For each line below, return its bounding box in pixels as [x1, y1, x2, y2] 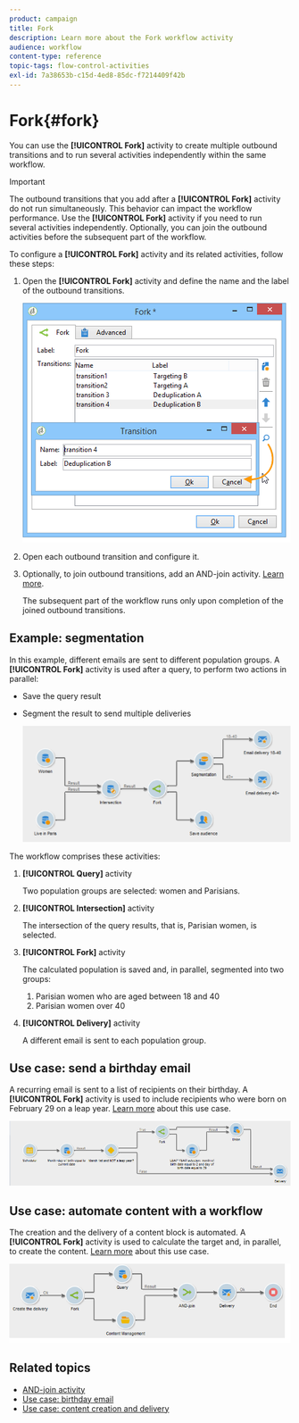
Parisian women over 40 [35, 1000, 126, 1011]
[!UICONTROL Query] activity [21, 868, 132, 878]
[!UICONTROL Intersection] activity [21, 903, 154, 913]
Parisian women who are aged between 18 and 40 [35, 991, 220, 1002]
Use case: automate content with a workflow [9, 1203, 263, 1219]
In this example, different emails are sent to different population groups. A [9, 654, 280, 665]
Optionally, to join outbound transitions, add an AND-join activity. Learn [21, 568, 285, 579]
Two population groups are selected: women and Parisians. [21, 885, 241, 896]
